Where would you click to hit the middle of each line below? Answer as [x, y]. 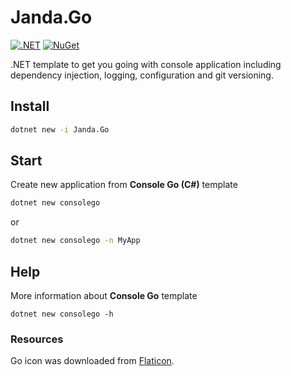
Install [30, 106]
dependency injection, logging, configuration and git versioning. [142, 75]
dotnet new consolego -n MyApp [75, 241]
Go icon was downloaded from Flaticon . [92, 361]
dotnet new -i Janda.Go [60, 129]
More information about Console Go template [104, 295]
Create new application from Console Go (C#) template [124, 185]
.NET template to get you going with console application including [146, 64]
